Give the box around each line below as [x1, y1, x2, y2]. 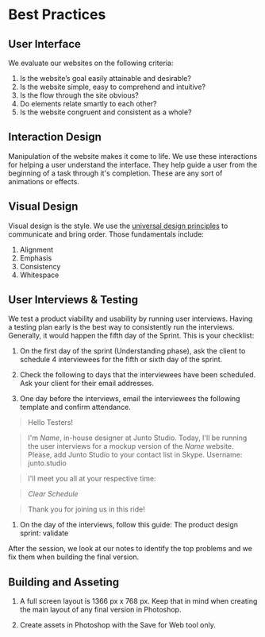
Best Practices [8, 6, 106, 24]
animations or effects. [8, 176, 79, 186]
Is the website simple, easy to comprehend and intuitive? [19, 82, 206, 91]
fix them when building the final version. [8, 552, 140, 562]
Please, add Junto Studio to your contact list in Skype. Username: [27, 450, 243, 460]
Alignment [19, 245, 54, 254]
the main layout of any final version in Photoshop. [19, 605, 182, 615]
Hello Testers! [27, 418, 74, 427]
